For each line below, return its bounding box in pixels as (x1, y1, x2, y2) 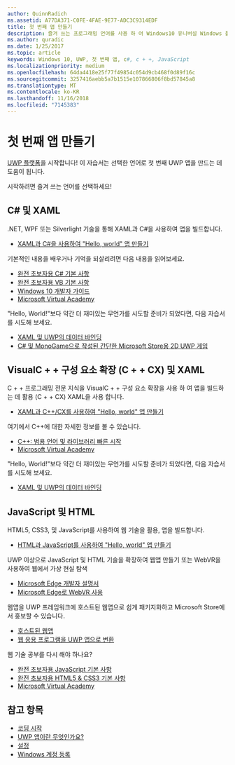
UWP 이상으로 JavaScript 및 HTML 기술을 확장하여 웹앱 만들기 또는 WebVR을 (7, 555, 222, 564)
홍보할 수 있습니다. (14, 611, 65, 621)
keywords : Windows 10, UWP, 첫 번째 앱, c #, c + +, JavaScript (7, 56, 190, 63)
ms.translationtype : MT (7, 82, 77, 89)
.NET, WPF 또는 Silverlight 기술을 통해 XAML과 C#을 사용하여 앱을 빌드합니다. (7, 224, 222, 233)
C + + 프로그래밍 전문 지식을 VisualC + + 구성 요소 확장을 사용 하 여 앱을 (7, 384, 206, 393)
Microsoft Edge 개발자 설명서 (17, 579, 99, 588)
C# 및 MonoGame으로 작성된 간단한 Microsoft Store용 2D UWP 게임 (17, 341, 208, 350)
